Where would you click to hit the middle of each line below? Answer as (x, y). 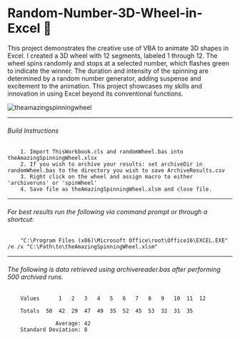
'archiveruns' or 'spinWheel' (52, 183)
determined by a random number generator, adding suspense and (104, 78)
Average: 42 (73, 323)
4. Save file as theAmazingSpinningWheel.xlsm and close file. (116, 189)
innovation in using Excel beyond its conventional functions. (95, 93)
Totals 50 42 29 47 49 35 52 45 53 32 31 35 (107, 311)
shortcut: (21, 219)
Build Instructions (33, 131)
